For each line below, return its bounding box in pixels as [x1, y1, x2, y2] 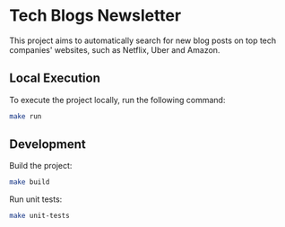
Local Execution [9, 71, 100, 86]
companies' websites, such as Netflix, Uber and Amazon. [9, 44, 220, 55]
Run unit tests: [9, 194, 63, 205]
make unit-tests [9, 212, 70, 221]
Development [9, 136, 87, 153]
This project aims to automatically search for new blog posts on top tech [9, 35, 277, 46]
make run [9, 111, 42, 121]
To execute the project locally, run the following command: [9, 94, 226, 105]
